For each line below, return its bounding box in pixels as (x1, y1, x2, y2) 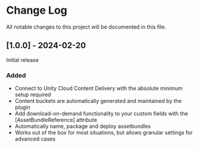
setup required (14, 91, 51, 98)
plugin (14, 104, 31, 111)
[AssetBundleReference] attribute (14, 117, 97, 124)
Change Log (6, 4, 67, 17)
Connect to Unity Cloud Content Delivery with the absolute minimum (14, 85, 183, 92)
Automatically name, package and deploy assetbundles (14, 123, 151, 130)
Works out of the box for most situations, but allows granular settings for (14, 129, 193, 136)
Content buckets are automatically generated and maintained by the (14, 98, 182, 105)
